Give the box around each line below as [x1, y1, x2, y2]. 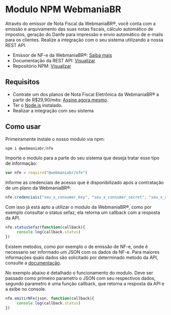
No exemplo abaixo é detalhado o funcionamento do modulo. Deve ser [5, 270, 154, 276]
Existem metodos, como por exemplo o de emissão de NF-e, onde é [5, 244, 148, 250]
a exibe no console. [5, 286, 46, 292]
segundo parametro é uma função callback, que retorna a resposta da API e [5, 280, 164, 286]
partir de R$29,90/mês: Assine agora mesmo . [12, 96, 108, 103]
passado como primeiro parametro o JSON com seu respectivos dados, [5, 275, 156, 281]
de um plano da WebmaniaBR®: [5, 185, 71, 191]
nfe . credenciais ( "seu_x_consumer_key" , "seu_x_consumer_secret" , [5, 195, 147, 200]
